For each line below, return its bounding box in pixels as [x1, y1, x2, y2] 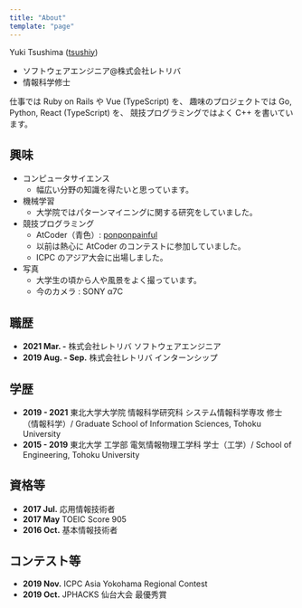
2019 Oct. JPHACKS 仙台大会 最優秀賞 [22, 589, 167, 600]
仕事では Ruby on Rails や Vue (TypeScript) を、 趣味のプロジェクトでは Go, [9, 96, 292, 107]
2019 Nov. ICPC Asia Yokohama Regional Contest [22, 578, 208, 589]
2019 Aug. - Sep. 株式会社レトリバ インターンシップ [22, 352, 219, 363]
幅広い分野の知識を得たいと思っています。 [35, 185, 194, 195]
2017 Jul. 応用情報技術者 [22, 503, 116, 514]
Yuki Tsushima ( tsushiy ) [9, 46, 99, 57]
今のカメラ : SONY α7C [35, 286, 124, 297]
